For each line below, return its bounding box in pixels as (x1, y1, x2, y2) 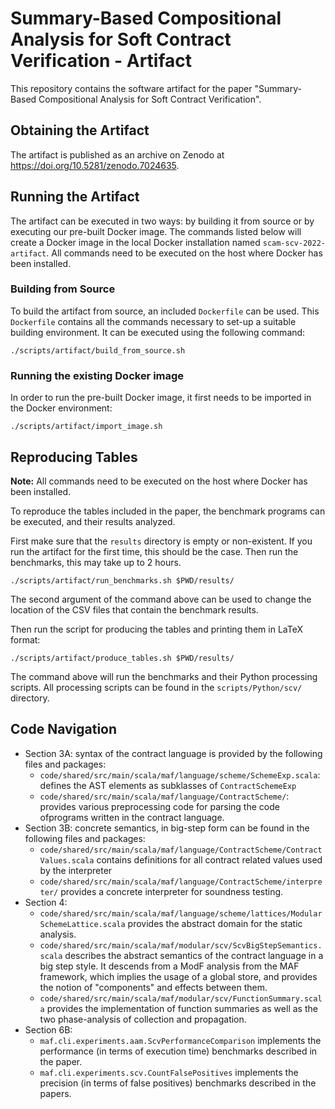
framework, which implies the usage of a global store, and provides (39, 970, 318, 982)
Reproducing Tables (10, 448, 138, 466)
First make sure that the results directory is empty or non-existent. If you (10, 535, 313, 547)
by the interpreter (39, 864, 113, 876)
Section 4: (24, 896, 68, 908)
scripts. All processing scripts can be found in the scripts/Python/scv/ (10, 681, 303, 693)
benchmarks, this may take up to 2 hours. (10, 556, 182, 568)
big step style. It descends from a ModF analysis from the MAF (39, 960, 300, 972)
